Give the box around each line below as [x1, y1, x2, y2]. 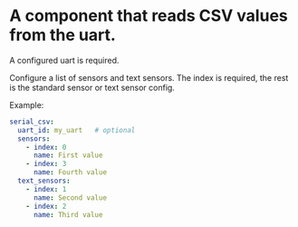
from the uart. [9, 25, 116, 45]
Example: [9, 99, 44, 110]
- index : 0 [25, 143, 67, 152]
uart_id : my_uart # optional [17, 125, 136, 134]
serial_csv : [9, 117, 54, 126]
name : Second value [33, 192, 107, 202]
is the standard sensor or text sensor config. [9, 82, 175, 93]
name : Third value [33, 210, 103, 219]
